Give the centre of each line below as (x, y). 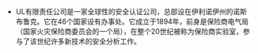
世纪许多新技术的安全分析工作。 (89, 41)
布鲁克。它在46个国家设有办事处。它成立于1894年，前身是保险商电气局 (132, 21)
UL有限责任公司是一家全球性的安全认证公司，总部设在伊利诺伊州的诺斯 (131, 11)
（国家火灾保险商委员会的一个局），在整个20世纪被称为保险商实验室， (129, 31)
